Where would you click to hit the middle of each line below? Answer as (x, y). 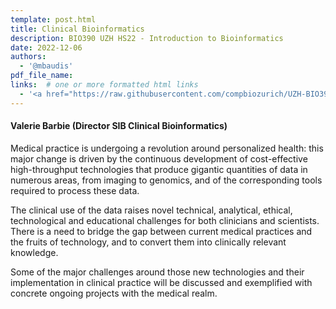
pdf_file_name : (42, 76)
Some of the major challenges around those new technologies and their (157, 272)
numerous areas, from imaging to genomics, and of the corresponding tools (166, 180)
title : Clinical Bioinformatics (77, 29)
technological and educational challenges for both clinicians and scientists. (165, 220)
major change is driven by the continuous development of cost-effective (159, 158)
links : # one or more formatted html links (104, 85)
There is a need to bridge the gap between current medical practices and (161, 231)
